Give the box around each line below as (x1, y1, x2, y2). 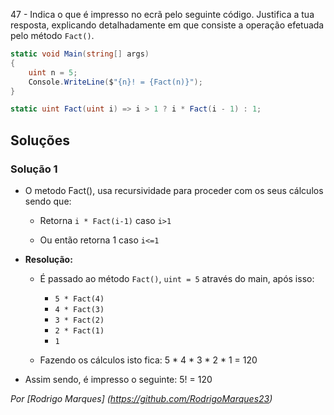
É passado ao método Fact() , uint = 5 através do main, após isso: (39, 272, 315, 284)
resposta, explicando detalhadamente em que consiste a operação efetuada (10, 19, 325, 31)
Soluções (10, 132, 70, 149)
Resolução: (24, 253, 73, 265)
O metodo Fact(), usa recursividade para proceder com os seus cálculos (24, 184, 324, 196)
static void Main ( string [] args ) (10, 49, 150, 59)
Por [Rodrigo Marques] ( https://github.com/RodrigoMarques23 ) (10, 392, 273, 404)
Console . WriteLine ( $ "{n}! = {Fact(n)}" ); (28, 77, 203, 87)
